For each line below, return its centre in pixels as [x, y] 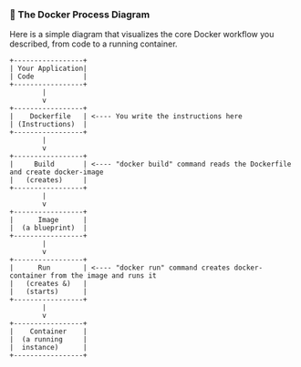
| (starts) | [49, 292]
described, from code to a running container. [93, 44]
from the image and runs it [103, 276]
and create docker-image [57, 172]
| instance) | [49, 348]
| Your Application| [49, 69]
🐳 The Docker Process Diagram [80, 15]
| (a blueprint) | [49, 228]
